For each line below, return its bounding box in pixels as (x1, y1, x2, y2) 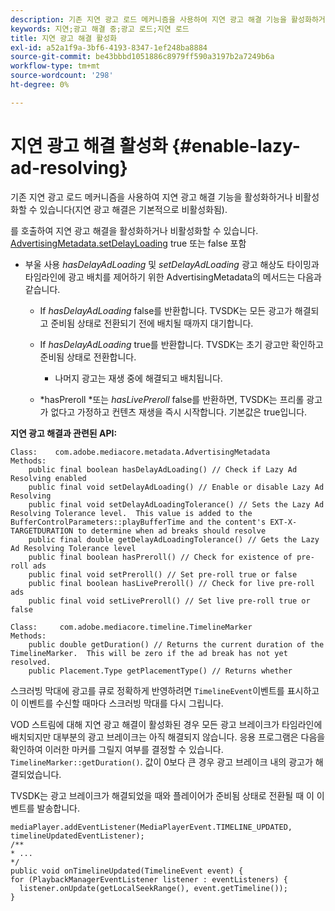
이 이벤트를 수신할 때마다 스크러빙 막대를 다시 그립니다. (10, 697, 224, 709)
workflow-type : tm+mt (10, 61, 101, 71)
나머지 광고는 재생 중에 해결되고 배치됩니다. (54, 372, 223, 384)
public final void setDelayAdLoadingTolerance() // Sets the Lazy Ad (28, 499, 325, 510)
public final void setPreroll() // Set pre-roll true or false (28, 569, 298, 580)
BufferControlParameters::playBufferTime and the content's (10, 517, 267, 527)
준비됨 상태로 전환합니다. (39, 351, 137, 363)
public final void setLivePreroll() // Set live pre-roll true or (28, 596, 311, 606)
